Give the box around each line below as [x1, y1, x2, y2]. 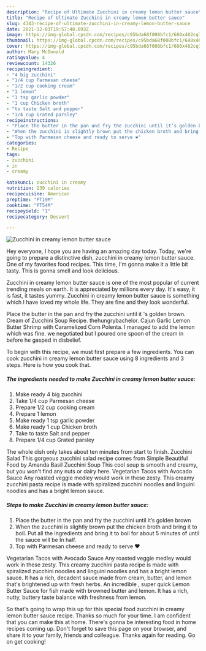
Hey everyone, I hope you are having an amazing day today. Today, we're [6, 247, 192, 255]
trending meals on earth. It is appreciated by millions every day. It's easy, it [6, 285, 195, 293]
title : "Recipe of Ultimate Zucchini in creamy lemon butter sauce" [6, 15, 185, 21]
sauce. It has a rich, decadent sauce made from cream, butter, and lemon [6, 574, 192, 582]
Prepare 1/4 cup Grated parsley [15, 436, 95, 444]
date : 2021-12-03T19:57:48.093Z [6, 26, 89, 32]
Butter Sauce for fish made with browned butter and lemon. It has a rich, [6, 587, 189, 595]
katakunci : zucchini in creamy [6, 179, 86, 186]
